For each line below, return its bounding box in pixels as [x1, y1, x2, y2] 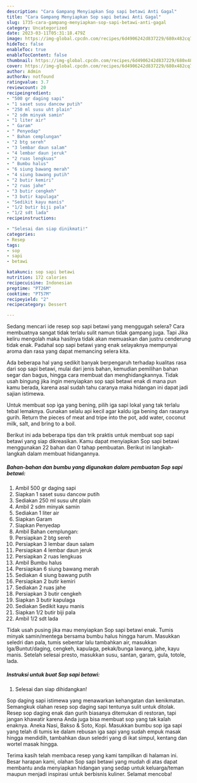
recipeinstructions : [6, 215, 57, 221]
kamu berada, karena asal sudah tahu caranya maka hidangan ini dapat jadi [6, 384, 189, 391]
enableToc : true [6, 47, 46, 53]
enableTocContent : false [6, 52, 67, 58]
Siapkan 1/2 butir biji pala [15, 609, 76, 616]
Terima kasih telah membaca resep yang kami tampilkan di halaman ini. [6, 752, 178, 759]
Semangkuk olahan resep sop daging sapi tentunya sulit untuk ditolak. [6, 703, 175, 710]
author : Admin [6, 68, 42, 74]
